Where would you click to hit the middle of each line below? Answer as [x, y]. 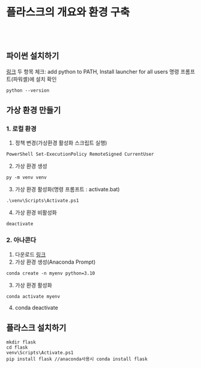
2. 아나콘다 [21, 240]
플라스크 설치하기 [36, 328]
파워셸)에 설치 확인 [35, 79]
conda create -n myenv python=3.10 [51, 273]
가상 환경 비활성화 [36, 213]
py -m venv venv [26, 177]
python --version [28, 91]
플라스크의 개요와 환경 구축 [68, 12]
